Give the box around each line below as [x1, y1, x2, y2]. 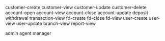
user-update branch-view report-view [16, 20, 96, 26]
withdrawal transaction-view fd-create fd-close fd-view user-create [5, 15, 148, 21]
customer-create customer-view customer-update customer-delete [5, 5, 147, 10]
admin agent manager [5, 30, 51, 36]
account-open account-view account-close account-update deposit [5, 10, 149, 16]
